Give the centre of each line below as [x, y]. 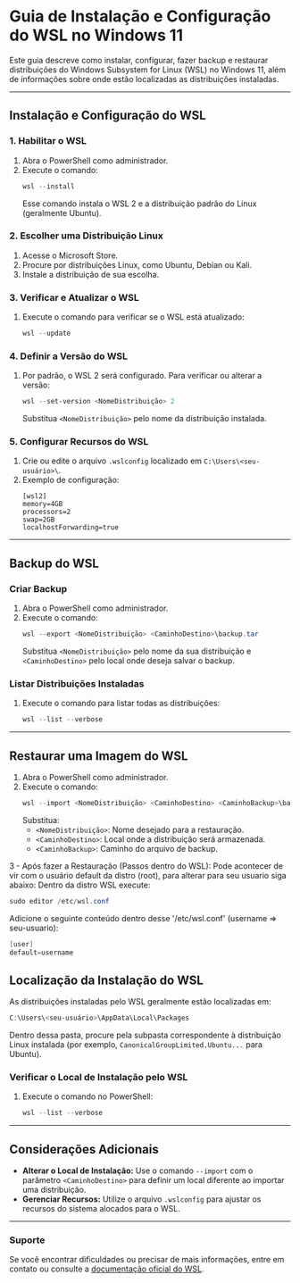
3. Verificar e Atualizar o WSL [75, 297]
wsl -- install [48, 186]
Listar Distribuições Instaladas [77, 683]
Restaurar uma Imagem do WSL [99, 756]
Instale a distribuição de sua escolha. [90, 274]
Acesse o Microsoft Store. [70, 255]
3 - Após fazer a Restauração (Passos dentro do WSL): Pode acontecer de [146, 866]
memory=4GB [42, 504]
